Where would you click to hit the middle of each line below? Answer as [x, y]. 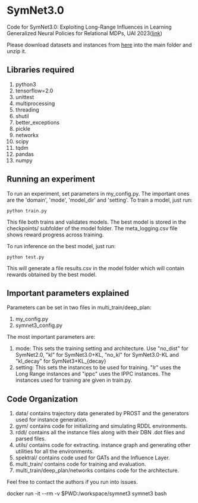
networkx [27, 135]
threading [27, 109]
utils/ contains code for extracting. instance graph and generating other [103, 445]
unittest [25, 97]
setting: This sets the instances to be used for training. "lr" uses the [98, 368]
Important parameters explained [68, 293]
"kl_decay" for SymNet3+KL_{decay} [61, 361]
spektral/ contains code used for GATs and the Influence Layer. [92, 458]
